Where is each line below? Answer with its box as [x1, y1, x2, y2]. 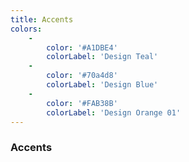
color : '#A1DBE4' [46, 42, 118, 53]
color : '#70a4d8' [46, 71, 118, 81]
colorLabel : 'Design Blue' [46, 80, 159, 90]
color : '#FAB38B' [46, 98, 118, 108]
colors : [10, 24, 43, 34]
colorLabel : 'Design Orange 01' [46, 107, 182, 118]
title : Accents [10, 14, 74, 25]
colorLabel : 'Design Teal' [46, 52, 159, 62]
